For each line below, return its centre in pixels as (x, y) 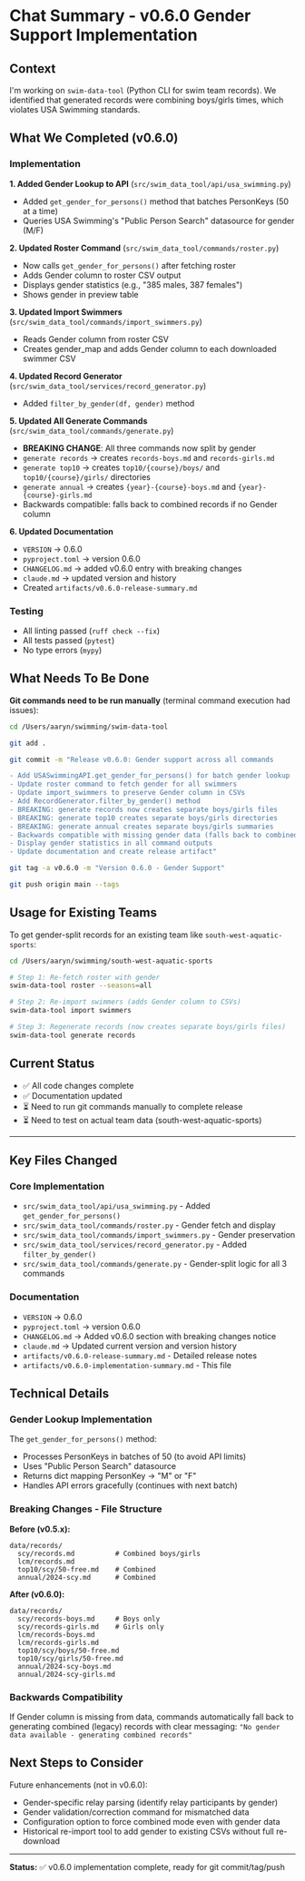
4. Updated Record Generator (66, 376)
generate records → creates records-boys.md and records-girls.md (148, 457)
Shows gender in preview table (80, 294)
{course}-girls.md (57, 495)
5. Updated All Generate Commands (79, 421)
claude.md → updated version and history (99, 578)
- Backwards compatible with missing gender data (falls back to (135, 835)
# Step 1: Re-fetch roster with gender (85, 977)
